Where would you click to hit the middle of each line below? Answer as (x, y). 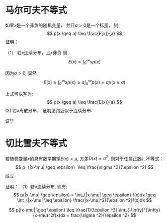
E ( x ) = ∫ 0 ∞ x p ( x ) (85, 62)
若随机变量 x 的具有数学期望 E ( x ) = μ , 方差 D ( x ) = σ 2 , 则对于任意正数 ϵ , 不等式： (85, 158)
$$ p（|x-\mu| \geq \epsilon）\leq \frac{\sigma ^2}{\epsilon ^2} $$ (85, 167)
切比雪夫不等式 (36, 143)
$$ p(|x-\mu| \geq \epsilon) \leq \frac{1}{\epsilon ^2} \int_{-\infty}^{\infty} (85, 210)
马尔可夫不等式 (36, 10)
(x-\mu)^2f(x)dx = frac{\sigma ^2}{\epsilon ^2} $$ (85, 215)
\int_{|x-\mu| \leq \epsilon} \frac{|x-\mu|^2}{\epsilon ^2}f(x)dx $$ (85, 200)
